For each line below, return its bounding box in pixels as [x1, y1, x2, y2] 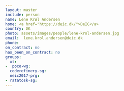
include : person [5, 12, 40, 17]
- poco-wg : [5, 64, 30, 69]
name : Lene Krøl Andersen [5, 17, 60, 22]
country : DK [5, 26, 30, 31]
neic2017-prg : [10, 73, 40, 78]
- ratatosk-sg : [5, 78, 38, 83]
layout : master [5, 7, 38, 13]
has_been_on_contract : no [5, 50, 60, 55]
